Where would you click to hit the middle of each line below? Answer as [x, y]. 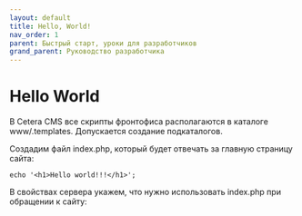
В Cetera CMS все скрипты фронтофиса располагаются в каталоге [139, 122]
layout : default [40, 18]
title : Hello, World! [50, 26]
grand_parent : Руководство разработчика [87, 52]
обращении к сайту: [49, 201]
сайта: [22, 159]
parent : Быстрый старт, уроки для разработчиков [103, 43]
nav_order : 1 [34, 34]
